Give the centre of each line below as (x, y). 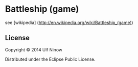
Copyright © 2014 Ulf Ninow (34, 49)
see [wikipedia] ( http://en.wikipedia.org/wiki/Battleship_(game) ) (69, 22)
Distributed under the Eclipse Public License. (50, 59)
